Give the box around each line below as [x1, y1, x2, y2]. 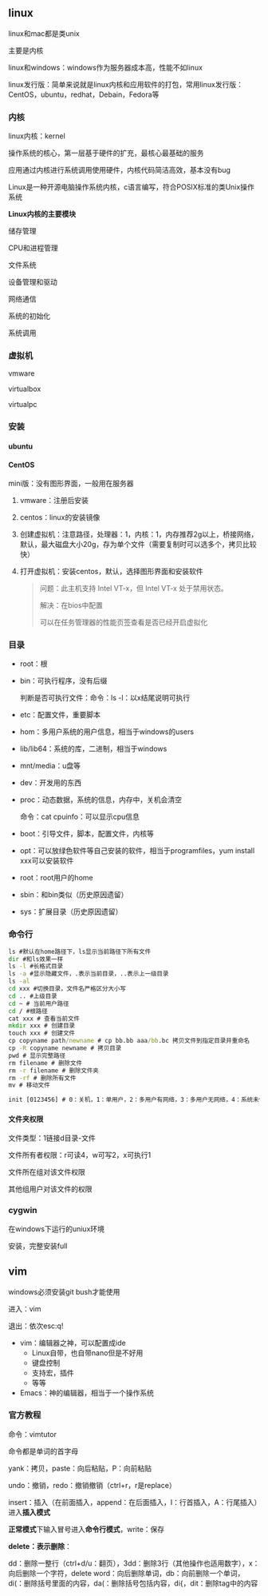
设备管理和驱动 [8, 277, 57, 287]
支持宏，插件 [31, 1367, 74, 1378]
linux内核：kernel [8, 131, 65, 141]
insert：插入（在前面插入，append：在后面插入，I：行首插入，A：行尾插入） [8, 1497, 258, 1506]
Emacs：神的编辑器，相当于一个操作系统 [19, 1387, 154, 1398]
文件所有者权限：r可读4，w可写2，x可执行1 [8, 1151, 152, 1160]
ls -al [8, 977, 30, 986]
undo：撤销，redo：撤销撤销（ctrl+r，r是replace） [8, 1480, 177, 1490]
